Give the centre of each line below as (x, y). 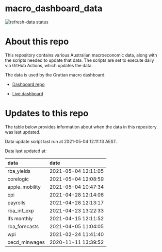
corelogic (18, 179)
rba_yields (19, 171)
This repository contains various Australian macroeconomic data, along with (81, 55)
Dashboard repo (28, 84)
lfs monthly (20, 218)
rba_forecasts (23, 226)
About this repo (37, 42)
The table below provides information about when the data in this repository (81, 126)
